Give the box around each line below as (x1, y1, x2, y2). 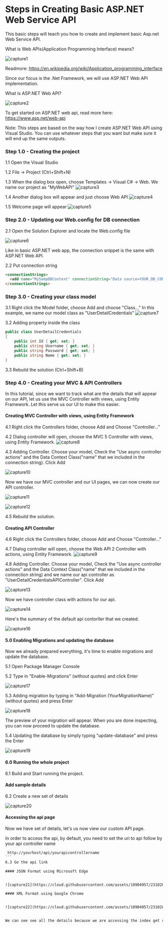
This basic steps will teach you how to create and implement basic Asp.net (5, 31, 159, 37)
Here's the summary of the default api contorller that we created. (5, 616, 139, 622)
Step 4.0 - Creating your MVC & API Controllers (5, 379, 122, 386)
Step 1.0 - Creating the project (5, 148, 80, 155)
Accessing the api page (5, 814, 55, 820)
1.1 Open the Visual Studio (5, 159, 58, 165)
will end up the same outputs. (5, 135, 66, 141)
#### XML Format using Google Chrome (5, 891, 84, 896)
